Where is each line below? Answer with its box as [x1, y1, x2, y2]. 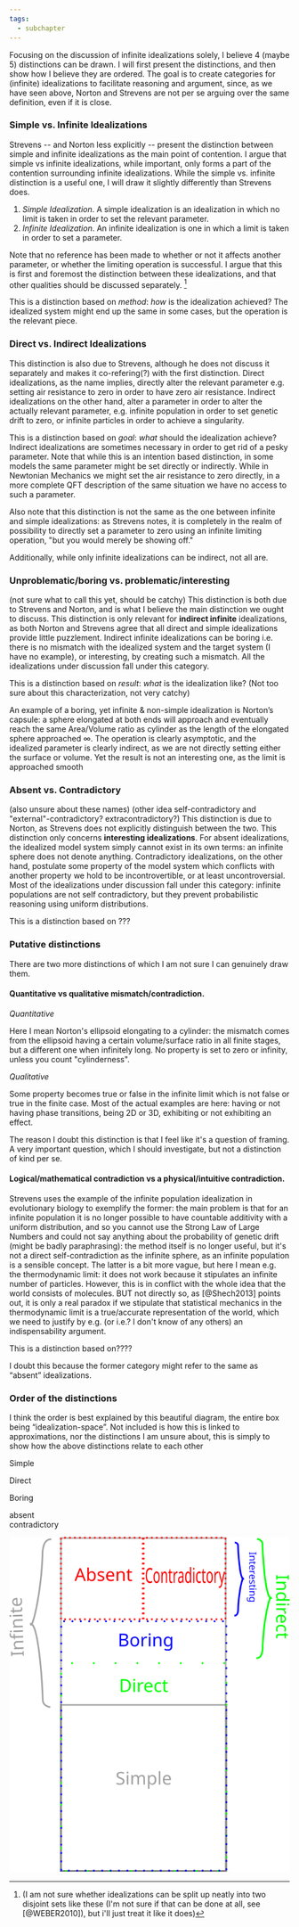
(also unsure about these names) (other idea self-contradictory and [9, 804, 256, 815]
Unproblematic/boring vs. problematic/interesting [9, 574, 230, 586]
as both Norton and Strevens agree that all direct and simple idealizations [9, 623, 279, 634]
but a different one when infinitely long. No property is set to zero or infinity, [9, 1044, 287, 1055]
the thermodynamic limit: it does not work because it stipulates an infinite [9, 1269, 278, 1280]
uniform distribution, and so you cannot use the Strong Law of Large [9, 1222, 260, 1233]
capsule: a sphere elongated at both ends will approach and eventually [9, 714, 269, 726]
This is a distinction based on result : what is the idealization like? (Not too [9, 678, 279, 689]
